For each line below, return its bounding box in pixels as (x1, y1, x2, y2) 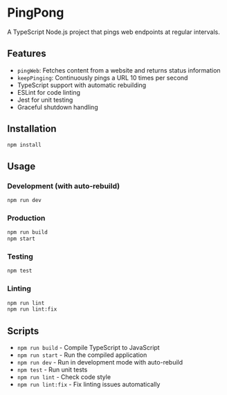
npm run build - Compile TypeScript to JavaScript (17, 344, 161, 352)
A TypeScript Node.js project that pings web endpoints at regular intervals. (7, 28, 220, 36)
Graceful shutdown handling (17, 102, 98, 111)
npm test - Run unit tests (17, 365, 88, 374)
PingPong (7, 5, 64, 21)
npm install (7, 141, 42, 148)
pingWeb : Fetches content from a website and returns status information (17, 66, 221, 74)
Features (7, 48, 46, 59)
